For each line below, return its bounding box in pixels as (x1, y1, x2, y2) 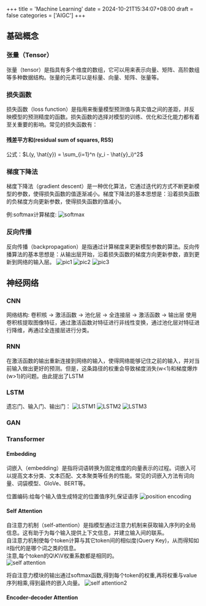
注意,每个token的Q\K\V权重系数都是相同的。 (6, 552, 118, 559)
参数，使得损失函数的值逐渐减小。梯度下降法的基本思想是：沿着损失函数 (17, 190, 200, 198)
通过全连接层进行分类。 (32, 327, 93, 334)
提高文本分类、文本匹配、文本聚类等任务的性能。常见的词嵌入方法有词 (11, 472, 189, 480)
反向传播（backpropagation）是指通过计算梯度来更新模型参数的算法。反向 (6, 243, 194, 250)
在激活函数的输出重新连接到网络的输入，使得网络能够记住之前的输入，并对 (6, 357, 194, 364)
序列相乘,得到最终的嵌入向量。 (6, 579, 84, 587)
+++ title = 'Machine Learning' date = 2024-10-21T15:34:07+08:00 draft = (6, 6, 194, 12)
